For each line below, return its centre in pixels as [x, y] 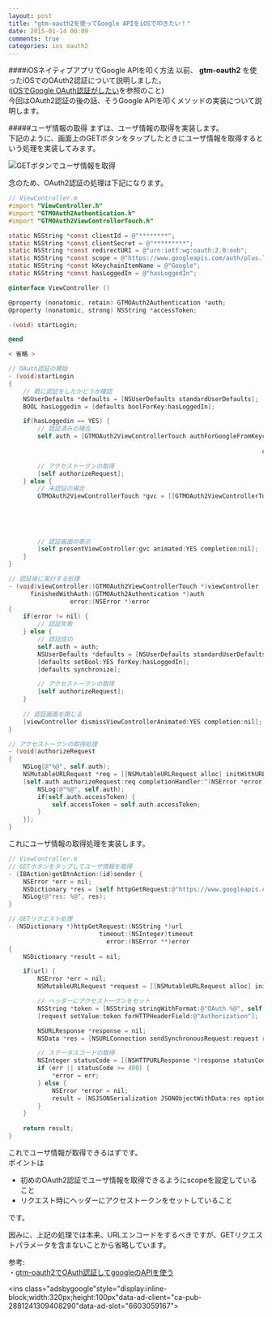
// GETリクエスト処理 [40, 919]
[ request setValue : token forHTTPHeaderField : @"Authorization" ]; [148, 1016]
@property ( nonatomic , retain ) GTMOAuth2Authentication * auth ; [117, 302]
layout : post [30, 16]
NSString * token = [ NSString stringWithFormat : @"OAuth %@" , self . [152, 1008]
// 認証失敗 [55, 624]
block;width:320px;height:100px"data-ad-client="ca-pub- [105, 1297]
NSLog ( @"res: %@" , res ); [65, 897]
